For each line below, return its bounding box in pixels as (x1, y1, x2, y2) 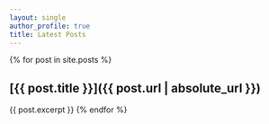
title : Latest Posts (9, 30, 87, 39)
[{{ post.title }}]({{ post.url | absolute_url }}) (9, 80, 261, 95)
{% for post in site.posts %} (9, 55, 112, 66)
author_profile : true (9, 22, 91, 31)
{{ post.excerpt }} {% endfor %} (9, 104, 128, 115)
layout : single (9, 13, 67, 22)
